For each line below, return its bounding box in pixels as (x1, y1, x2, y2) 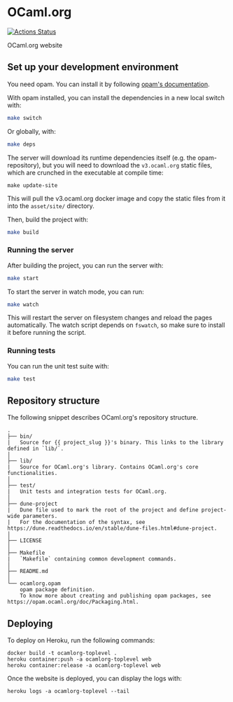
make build (7, 228, 39, 235)
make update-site (7, 181, 58, 189)
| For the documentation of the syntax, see (7, 519, 146, 526)
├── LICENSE (7, 537, 42, 544)
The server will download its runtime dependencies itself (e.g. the (7, 153, 197, 162)
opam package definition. (20, 586, 96, 593)
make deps (7, 141, 36, 148)
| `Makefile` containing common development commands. (7, 556, 177, 563)
